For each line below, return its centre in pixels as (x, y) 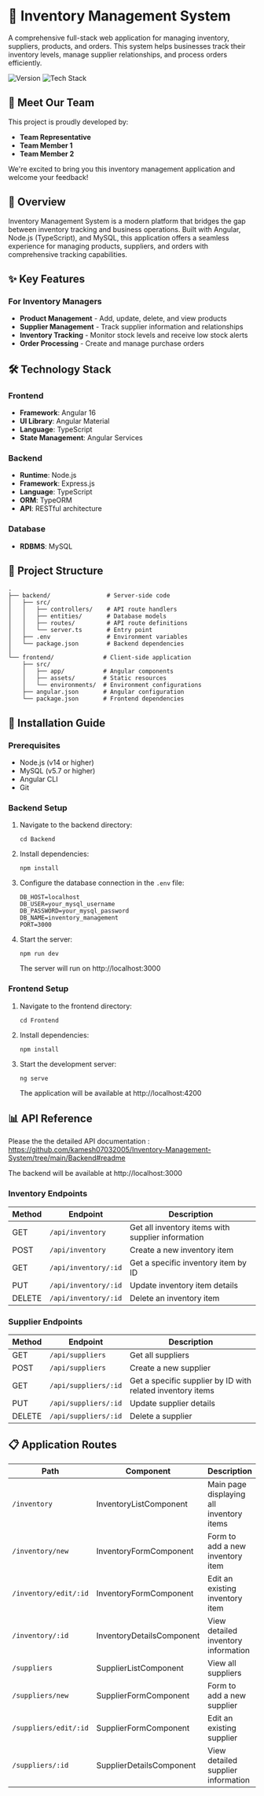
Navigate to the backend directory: (76, 825)
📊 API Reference (50, 1119)
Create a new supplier (170, 1368)
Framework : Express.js (57, 483)
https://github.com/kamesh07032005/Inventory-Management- (110, 1150)
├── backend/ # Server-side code (89, 596)
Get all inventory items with (180, 1227)
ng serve (34, 1078)
